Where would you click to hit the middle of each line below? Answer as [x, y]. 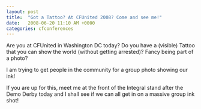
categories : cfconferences [40, 28]
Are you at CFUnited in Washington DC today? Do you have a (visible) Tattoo [100, 46]
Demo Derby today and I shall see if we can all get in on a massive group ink [100, 94]
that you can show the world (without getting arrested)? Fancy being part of [100, 52]
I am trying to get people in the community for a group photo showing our [97, 70]
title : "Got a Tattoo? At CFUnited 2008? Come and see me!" [84, 17]
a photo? [17, 58]
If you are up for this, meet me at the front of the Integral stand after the [95, 88]
